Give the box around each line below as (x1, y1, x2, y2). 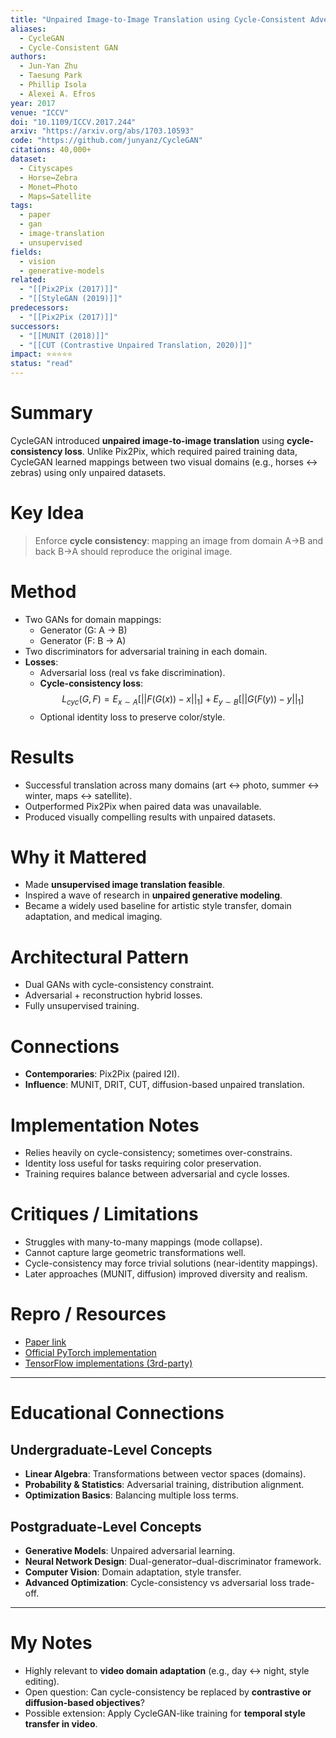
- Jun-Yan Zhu (19, 61, 78, 71)
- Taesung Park (19, 71, 83, 81)
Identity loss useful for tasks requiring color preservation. (24, 1157, 262, 1170)
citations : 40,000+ (10, 145, 92, 155)
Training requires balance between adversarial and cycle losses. (24, 1168, 290, 1180)
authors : (10, 52, 47, 62)
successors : (10, 321, 60, 331)
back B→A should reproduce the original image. (34, 545, 233, 557)
